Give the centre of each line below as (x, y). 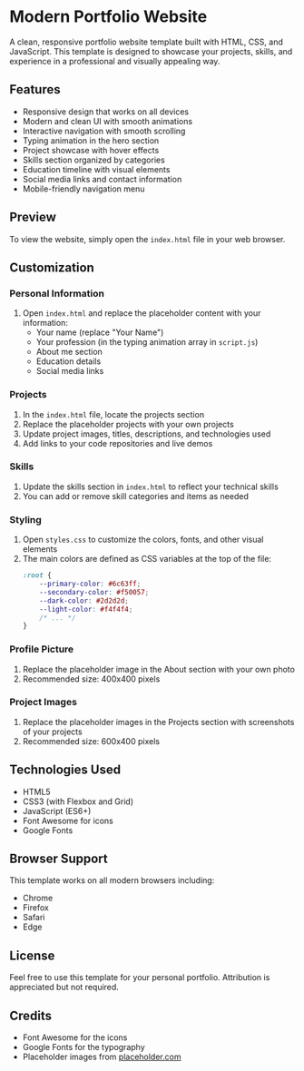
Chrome (38, 898)
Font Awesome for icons (68, 820)
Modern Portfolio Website (108, 17)
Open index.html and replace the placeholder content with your (142, 313)
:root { (37, 575)
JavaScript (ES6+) (57, 811)
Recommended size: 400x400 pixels (91, 679)
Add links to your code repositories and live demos (118, 443)
